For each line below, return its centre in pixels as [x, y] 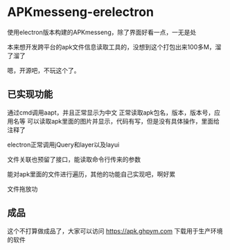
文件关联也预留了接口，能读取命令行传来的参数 [74, 159]
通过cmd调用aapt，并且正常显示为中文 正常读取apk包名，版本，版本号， [111, 112]
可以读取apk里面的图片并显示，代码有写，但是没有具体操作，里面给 [123, 121]
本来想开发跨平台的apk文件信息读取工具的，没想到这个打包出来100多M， [112, 47]
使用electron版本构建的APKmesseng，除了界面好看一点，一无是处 [102, 32]
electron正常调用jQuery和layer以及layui [63, 144]
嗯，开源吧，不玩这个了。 [44, 70]
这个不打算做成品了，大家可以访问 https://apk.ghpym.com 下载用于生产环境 [115, 231]
